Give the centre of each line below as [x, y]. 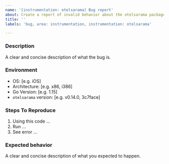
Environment [21, 70]
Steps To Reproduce [30, 110]
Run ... [19, 127]
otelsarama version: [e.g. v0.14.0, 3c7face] [56, 97]
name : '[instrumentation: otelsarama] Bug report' [59, 10]
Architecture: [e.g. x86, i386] [43, 86]
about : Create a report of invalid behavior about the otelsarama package [85, 15]
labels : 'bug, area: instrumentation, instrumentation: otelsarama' [78, 24]
